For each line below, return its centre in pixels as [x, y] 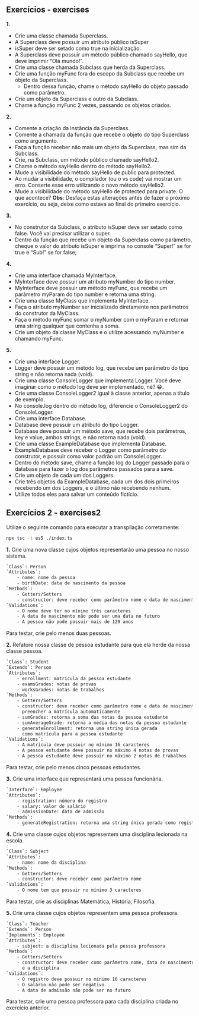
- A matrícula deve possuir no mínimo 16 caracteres [83, 745]
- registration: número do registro [62, 801]
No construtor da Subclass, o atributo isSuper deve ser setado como [98, 227]
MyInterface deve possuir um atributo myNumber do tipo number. [95, 281]
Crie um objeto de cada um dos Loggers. [65, 475]
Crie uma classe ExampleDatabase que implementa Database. [91, 443]
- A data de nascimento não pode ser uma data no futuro [89, 616]
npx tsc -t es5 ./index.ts [39, 538]
